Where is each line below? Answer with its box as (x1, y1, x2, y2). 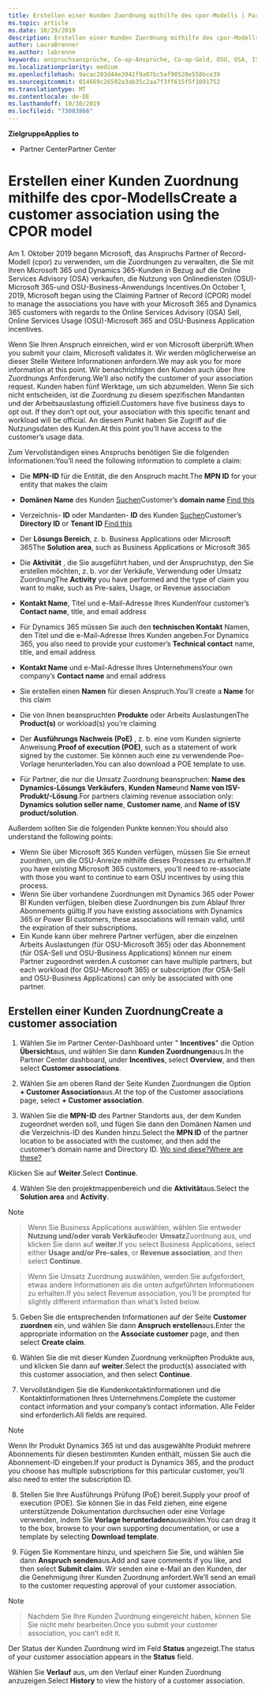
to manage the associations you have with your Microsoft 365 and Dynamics (8, 298, 257, 309)
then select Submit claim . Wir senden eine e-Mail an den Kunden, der (19, 1564, 247, 1573)
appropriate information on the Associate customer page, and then (19, 1329, 240, 1338)
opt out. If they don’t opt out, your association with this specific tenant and (8, 407, 250, 416)
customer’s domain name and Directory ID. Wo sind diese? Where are (19, 1144, 244, 1154)
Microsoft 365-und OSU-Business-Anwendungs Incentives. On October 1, (8, 282, 246, 291)
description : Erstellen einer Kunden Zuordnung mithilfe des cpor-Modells (8, 33, 259, 42)
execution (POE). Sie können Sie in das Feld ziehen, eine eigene (19, 1498, 227, 1508)
